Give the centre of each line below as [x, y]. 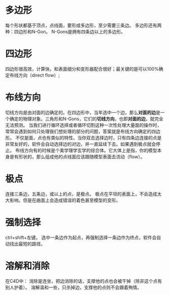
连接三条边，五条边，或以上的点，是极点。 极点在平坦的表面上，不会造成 [81, 194]
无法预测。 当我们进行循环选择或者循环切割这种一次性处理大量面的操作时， [83, 125]
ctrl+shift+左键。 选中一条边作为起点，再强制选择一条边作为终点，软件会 [81, 237]
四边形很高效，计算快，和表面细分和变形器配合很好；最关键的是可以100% [82, 69]
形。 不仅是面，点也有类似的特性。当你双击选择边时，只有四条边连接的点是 [83, 137]
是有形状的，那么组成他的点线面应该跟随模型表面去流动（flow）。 [77, 157]
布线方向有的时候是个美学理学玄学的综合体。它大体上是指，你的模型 [86, 150]
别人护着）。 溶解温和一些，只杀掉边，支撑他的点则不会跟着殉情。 [73, 287]
